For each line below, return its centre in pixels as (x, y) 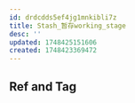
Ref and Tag (43, 87)
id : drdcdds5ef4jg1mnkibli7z (63, 17)
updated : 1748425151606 (53, 42)
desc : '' (25, 34)
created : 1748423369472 (53, 51)
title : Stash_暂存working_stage (67, 26)
